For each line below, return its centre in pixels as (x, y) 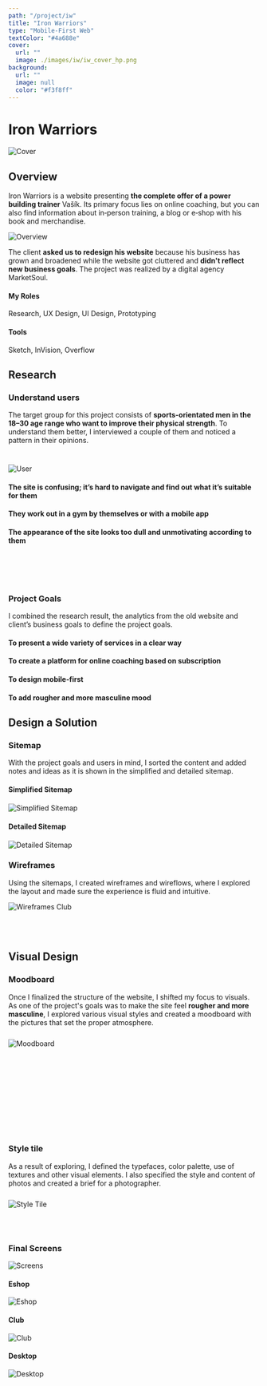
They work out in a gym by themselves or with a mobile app (109, 514)
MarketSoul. (28, 278)
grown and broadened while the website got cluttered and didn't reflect (126, 261)
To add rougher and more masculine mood (80, 697)
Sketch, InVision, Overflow (52, 350)
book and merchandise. (47, 221)
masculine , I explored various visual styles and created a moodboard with (130, 1014)
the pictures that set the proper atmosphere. (81, 1022)
